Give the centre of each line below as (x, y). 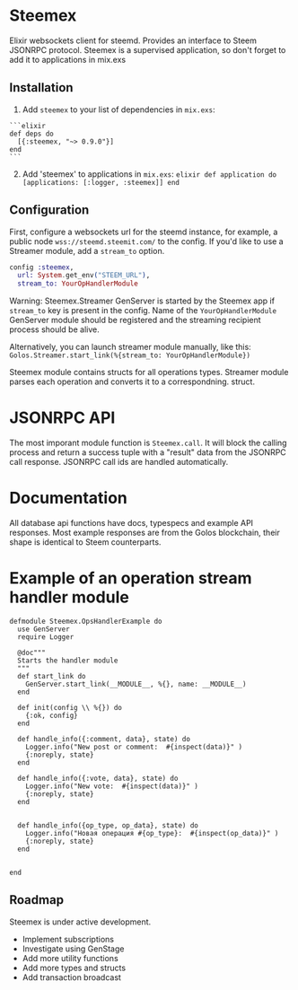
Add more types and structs (74, 968)
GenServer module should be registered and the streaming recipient (136, 320)
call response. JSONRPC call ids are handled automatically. (119, 462)
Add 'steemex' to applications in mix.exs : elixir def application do (149, 174)
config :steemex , (42, 267)
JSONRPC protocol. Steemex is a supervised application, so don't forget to (148, 49)
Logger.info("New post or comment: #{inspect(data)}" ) (134, 747)
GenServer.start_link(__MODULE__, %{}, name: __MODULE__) (136, 684)
